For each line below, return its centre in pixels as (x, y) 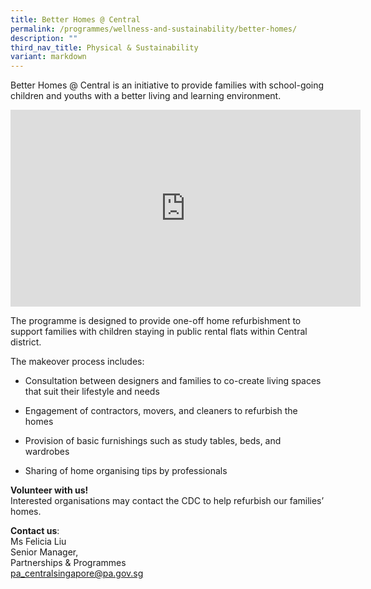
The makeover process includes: (77, 362)
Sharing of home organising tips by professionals (126, 471)
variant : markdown (48, 57)
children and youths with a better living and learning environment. (146, 96)
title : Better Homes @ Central (75, 19)
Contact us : (35, 531)
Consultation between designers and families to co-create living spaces (173, 381)
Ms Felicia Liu (38, 542)
